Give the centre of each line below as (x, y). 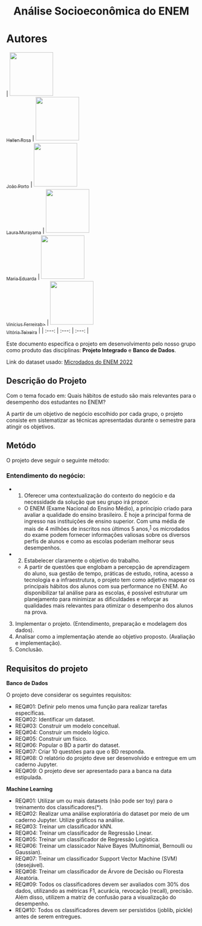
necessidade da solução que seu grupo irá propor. (87, 502)
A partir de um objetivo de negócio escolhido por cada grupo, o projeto (95, 413)
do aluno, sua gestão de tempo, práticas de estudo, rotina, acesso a (109, 574)
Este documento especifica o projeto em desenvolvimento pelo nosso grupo (101, 344)
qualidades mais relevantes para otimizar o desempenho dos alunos (109, 606)
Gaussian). (28, 852)
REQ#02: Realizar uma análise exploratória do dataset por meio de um (102, 814)
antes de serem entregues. (49, 917)
